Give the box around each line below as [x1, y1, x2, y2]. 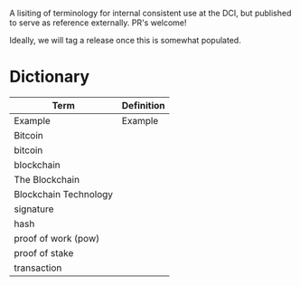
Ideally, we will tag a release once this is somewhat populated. [9, 35, 241, 45]
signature [14, 203, 54, 215]
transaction [14, 262, 62, 274]
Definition [121, 99, 165, 111]
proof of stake [14, 246, 74, 259]
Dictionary [9, 67, 90, 87]
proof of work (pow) [14, 232, 100, 244]
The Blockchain [14, 173, 80, 186]
